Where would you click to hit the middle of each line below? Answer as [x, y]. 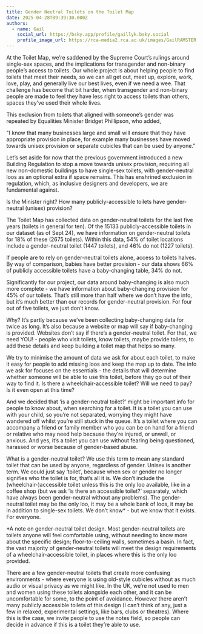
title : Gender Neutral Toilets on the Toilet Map [70, 12]
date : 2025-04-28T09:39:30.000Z [47, 18]
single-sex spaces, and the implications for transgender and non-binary [96, 64]
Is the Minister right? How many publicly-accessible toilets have [86, 202]
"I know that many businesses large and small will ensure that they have [96, 133]
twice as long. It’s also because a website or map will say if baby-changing [99, 326]
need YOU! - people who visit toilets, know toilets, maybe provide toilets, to [100, 339]
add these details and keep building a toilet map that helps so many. [91, 346]
